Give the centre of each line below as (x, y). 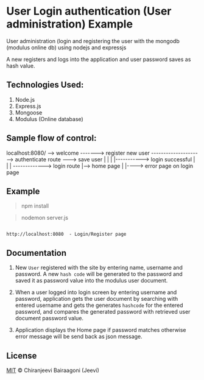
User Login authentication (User (89, 11)
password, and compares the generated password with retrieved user (103, 312)
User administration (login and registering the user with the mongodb (93, 41)
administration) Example (69, 24)
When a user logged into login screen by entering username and (96, 292)
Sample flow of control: (51, 138)
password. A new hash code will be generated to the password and (99, 274)
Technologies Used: (45, 85)
